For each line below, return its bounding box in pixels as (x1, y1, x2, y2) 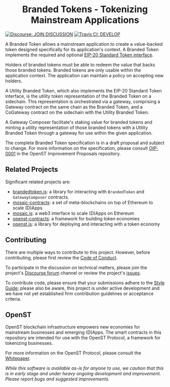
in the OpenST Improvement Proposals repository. (17, 150, 121, 156)
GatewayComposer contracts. (12, 194, 69, 200)
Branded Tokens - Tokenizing (22, 4, 148, 15)
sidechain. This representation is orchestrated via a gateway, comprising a (5, 98, 160, 105)
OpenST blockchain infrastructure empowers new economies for (5, 324, 141, 330)
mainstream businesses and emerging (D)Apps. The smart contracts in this (5, 329, 162, 336)
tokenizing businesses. (5, 340, 53, 346)
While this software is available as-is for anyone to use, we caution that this (5, 365, 164, 371)
